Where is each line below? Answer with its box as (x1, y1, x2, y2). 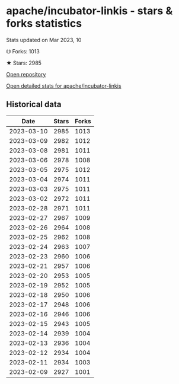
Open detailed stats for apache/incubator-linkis (6, 82, 122, 89)
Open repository (6, 71, 46, 78)
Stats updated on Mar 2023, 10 (6, 36, 82, 43)
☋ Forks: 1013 (6, 47, 40, 55)
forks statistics (6, 17, 82, 30)
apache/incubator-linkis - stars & (6, 4, 173, 18)
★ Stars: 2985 (6, 59, 41, 66)
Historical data (6, 100, 62, 110)
